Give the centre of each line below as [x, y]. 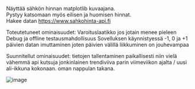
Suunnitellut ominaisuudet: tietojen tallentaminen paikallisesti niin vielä [92, 56]
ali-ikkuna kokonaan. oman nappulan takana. [61, 69]
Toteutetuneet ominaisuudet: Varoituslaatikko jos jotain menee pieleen [92, 32]
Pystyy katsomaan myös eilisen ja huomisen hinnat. [69, 15]
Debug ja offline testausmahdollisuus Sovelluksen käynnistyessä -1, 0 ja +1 [97, 38]
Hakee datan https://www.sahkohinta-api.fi [58, 21]
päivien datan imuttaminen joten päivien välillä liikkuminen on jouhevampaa [97, 44]
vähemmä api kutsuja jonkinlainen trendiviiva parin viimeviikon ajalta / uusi [97, 62]
